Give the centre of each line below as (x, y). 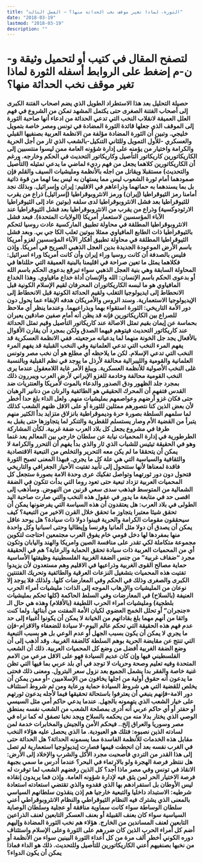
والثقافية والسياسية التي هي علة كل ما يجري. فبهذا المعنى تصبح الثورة (96, 459)
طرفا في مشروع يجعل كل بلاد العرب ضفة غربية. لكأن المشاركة (88, 429)
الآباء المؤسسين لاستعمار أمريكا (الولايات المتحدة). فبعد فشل (85, 217)
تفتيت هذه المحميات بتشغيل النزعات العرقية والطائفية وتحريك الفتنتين (96, 573)
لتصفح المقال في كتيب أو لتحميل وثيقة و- (97, 59)
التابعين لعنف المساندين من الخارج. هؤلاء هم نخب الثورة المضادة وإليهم (98, 822)
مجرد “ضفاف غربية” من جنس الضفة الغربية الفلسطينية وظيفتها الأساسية (101, 558)
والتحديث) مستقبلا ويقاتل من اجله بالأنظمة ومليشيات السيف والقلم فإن (98, 171)
